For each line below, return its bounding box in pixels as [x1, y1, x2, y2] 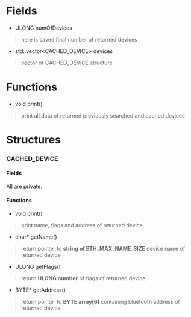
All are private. [6, 183, 43, 190]
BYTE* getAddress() [14, 286, 66, 293]
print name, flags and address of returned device [20, 222, 143, 229]
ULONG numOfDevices [14, 24, 72, 31]
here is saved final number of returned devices [20, 36, 137, 43]
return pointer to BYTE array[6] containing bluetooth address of [20, 298, 180, 306]
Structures [6, 133, 61, 147]
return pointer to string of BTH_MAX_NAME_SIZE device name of [20, 245, 186, 253]
